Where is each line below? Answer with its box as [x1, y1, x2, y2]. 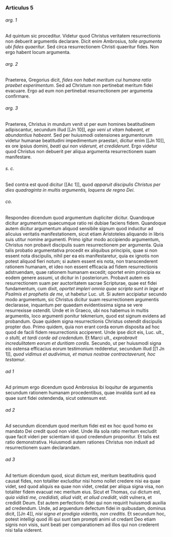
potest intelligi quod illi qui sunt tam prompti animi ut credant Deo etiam [5, 516, 156, 522]
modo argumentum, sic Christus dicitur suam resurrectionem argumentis [5, 296, 159, 302]
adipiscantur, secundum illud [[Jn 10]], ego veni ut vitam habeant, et [5, 126, 150, 133]
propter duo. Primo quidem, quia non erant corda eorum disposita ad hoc [5, 323, 160, 330]
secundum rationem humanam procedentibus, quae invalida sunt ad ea [5, 390, 156, 396]
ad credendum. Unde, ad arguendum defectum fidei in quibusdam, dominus [5, 505, 166, 511]
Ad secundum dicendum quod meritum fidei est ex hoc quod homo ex [5, 423, 154, 429]
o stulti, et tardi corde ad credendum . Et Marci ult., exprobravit [5, 335, 138, 341]
